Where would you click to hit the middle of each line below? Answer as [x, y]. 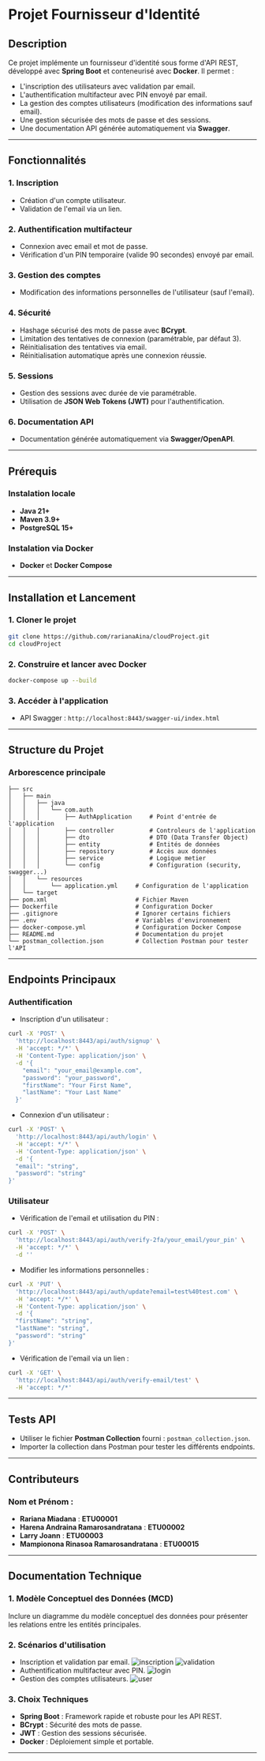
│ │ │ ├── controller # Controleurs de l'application [132, 830]
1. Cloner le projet [42, 620]
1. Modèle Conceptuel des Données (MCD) [91, 1599]
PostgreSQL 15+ [47, 528]
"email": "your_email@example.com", [83, 1071]
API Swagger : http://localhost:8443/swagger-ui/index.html [119, 718]
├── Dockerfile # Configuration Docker [111, 906]
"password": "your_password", [72, 1078]
